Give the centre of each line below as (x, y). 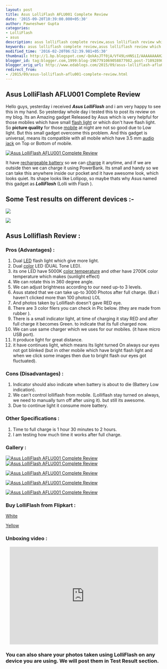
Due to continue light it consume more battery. (60, 405)
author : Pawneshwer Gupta (32, 24)
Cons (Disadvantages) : (35, 374)
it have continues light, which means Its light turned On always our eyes (86, 345)
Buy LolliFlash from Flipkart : (41, 505)
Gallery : (16, 447)
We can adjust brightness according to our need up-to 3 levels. (77, 287)
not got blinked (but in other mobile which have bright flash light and (83, 350)
